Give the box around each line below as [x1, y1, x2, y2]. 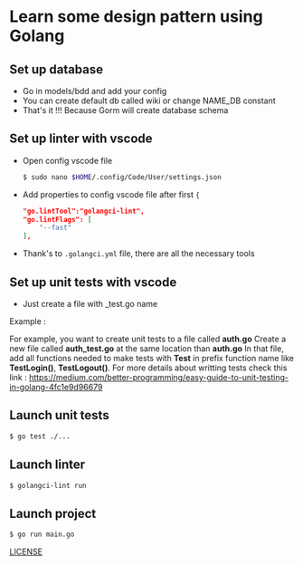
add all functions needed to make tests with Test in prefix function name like [9, 353, 294, 363]
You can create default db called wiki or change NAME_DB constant [22, 95, 276, 106]
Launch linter [9, 457, 86, 473]
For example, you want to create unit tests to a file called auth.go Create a [9, 333, 287, 344]
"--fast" [39, 224, 72, 233]
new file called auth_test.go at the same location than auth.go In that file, [9, 343, 285, 354]
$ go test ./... [9, 432, 71, 441]
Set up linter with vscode [9, 131, 153, 147]
